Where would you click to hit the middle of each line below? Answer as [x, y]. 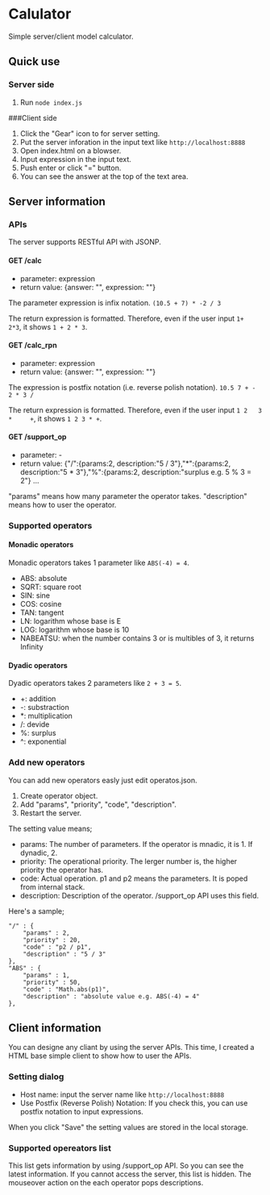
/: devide [35, 724]
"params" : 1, [46, 975]
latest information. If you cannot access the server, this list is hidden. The [130, 1174]
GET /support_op [37, 437]
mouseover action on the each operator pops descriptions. [106, 1182]
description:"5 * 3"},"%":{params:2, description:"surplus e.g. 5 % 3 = [136, 471]
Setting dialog [36, 1077]
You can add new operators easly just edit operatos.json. [103, 780]
